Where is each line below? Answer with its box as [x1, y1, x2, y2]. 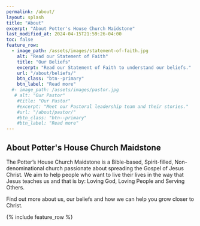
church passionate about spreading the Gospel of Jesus [46, 164, 184, 171]
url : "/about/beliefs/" [17, 70, 77, 76]
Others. [6, 183, 25, 191]
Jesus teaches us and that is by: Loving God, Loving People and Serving [6, 177, 185, 185]
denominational [6, 164, 45, 171]
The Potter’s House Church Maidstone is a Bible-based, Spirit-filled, [6, 158, 174, 165]
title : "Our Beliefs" [17, 59, 71, 65]
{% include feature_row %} [6, 213, 73, 221]
